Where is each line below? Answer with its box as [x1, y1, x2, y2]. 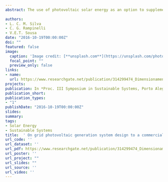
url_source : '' [5, 165, 37, 170]
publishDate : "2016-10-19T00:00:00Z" [5, 105, 84, 110]
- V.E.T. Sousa [5, 30, 37, 35]
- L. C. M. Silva [5, 21, 41, 26]
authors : [5, 16, 23, 21]
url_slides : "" [5, 160, 37, 165]
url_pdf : [5, 147, 23, 152]
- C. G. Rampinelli [5, 26, 46, 31]
